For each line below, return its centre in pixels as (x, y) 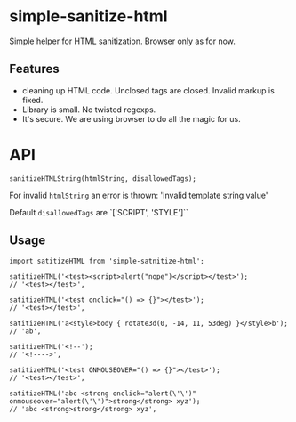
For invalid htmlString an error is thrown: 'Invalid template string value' (139, 195)
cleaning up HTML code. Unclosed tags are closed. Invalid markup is (148, 90)
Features (34, 69)
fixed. (32, 100)
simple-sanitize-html (88, 16)
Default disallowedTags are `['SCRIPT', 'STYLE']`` (99, 212)
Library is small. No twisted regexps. (89, 110)
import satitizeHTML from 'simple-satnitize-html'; (107, 261)
